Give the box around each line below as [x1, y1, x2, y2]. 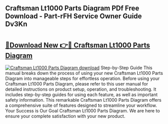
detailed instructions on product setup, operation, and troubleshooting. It [5, 86, 156, 92]
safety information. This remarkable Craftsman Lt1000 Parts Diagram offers [5, 97, 161, 103]
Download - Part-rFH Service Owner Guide [5, 12, 142, 21]
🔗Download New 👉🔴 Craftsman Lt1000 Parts [5, 40, 150, 50]
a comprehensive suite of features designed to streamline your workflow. [5, 102, 157, 108]
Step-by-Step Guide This [100, 65, 153, 70]
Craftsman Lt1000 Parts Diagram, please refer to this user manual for [5, 81, 148, 87]
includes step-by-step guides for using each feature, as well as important [5, 92, 158, 98]
